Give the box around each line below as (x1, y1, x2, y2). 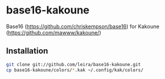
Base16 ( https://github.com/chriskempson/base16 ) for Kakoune (6, 23, 160, 30)
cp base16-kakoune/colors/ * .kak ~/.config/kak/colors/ (6, 67, 144, 73)
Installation (6, 46, 48, 56)
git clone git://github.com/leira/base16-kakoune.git (6, 61, 141, 67)
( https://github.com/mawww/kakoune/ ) (6, 29, 101, 36)
